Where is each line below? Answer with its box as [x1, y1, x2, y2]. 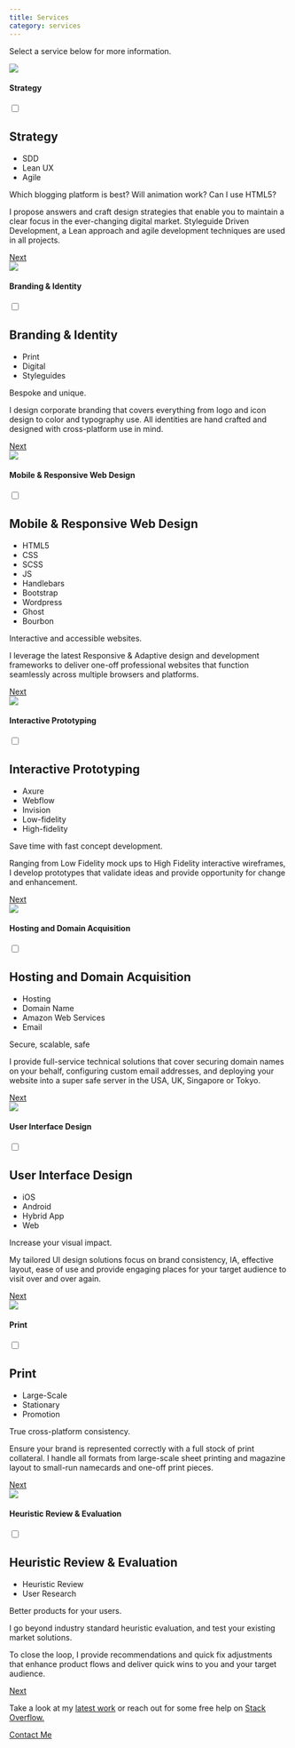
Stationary [21, 1399, 60, 1409]
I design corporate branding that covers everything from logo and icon [9, 404, 267, 415]
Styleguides [21, 370, 66, 380]
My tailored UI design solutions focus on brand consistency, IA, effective [9, 1254, 275, 1265]
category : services [9, 21, 82, 30]
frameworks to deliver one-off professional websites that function [9, 659, 250, 670]
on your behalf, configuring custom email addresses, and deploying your [9, 1066, 275, 1076]
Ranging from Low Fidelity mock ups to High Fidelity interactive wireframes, [9, 858, 286, 868]
